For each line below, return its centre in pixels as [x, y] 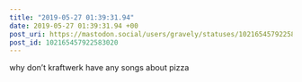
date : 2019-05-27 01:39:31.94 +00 [74, 26]
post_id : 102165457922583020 [64, 42]
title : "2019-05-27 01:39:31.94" [72, 17]
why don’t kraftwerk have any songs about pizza [99, 68]
